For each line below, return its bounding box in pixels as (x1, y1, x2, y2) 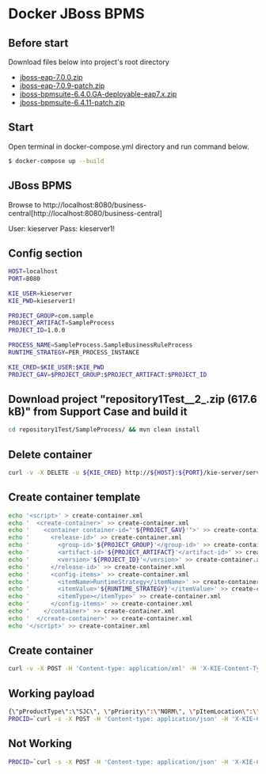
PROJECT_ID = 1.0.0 (8, 326, 66, 335)
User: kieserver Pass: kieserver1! (8, 223, 116, 233)
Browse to (8, 199, 42, 210)
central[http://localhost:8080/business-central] (8, 208, 162, 218)
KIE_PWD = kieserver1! (8, 297, 77, 305)
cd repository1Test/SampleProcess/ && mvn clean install (8, 426, 200, 434)
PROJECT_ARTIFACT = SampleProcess (8, 319, 115, 327)
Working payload (8, 686, 95, 700)
